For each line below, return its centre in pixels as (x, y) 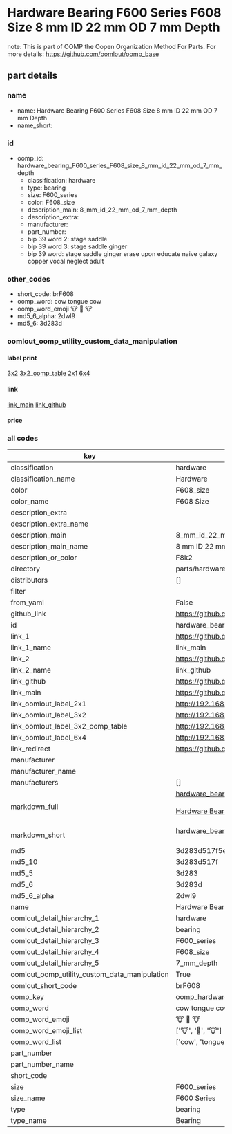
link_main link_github (37, 404)
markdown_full (35, 807)
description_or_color (44, 558)
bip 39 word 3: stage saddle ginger (77, 246)
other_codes (29, 279)
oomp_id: (30, 158)
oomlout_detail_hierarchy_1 (55, 918)
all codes (23, 439)
